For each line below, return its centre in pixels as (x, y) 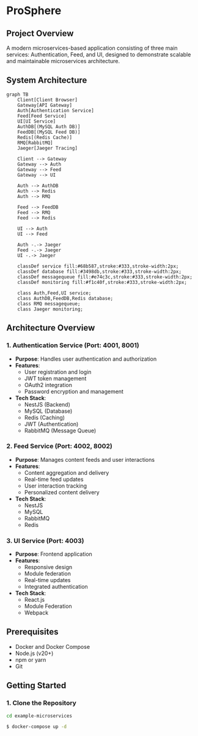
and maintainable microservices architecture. (63, 61)
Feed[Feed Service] (42, 116)
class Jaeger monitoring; (50, 309)
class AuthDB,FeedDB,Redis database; (65, 298)
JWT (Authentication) (51, 424)
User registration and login (58, 372)
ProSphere (34, 11)
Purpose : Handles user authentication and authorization (86, 359)
